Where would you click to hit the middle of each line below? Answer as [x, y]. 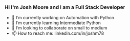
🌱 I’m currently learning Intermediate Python [56, 23]
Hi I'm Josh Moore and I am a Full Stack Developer [65, 7]
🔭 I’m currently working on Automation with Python [63, 18]
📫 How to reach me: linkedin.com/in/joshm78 [58, 33]
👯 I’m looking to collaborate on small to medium [59, 28]
